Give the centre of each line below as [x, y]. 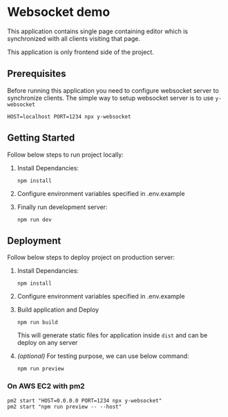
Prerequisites [37, 74]
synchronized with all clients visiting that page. [74, 38]
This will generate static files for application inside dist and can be [112, 335]
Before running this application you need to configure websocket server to [113, 90]
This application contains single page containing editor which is [98, 31]
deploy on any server [47, 343]
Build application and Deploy [58, 310]
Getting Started [41, 138]
